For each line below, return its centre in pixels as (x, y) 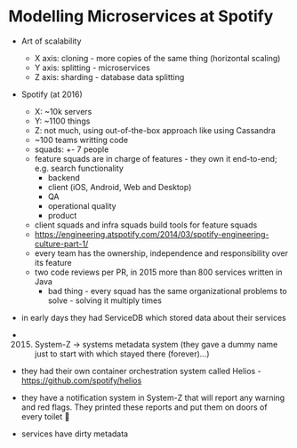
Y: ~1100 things (62, 121)
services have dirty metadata (75, 434)
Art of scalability (51, 41)
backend (64, 177)
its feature (53, 262)
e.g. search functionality (79, 168)
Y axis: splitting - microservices (92, 68)
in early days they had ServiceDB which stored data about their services (153, 317)
